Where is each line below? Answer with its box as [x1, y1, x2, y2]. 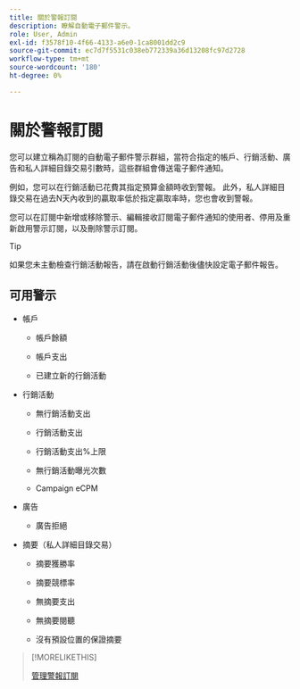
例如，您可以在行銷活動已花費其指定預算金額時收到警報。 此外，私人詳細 [9, 181, 278, 192]
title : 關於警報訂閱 [9, 12, 78, 22]
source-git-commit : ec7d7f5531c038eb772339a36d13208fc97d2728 [9, 46, 246, 55]
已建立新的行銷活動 [35, 369, 107, 380]
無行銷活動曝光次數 [35, 465, 107, 476]
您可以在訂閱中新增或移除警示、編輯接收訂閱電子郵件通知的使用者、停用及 [9, 212, 283, 222]
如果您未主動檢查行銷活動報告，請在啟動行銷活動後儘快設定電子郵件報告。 [9, 259, 283, 270]
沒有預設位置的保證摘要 [35, 634, 122, 644]
